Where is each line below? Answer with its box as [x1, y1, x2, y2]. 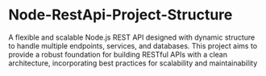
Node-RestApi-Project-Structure [8, 6, 233, 24]
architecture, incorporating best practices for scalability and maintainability [8, 58, 258, 68]
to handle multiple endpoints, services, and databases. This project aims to [8, 40, 258, 50]
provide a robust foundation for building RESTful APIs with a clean [8, 49, 228, 59]
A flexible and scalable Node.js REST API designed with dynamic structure [8, 32, 256, 42]
